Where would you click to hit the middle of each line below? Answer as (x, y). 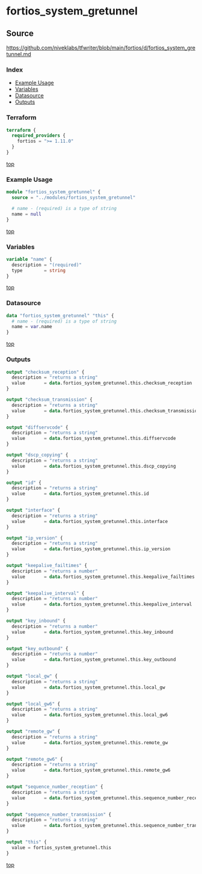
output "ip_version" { (35, 538)
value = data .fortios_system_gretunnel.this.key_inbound (92, 632)
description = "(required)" (47, 265)
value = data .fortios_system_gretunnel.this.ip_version (91, 549)
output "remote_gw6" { (35, 759)
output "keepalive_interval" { (45, 593)
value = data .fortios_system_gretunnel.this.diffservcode (94, 439)
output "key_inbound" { (36, 621)
